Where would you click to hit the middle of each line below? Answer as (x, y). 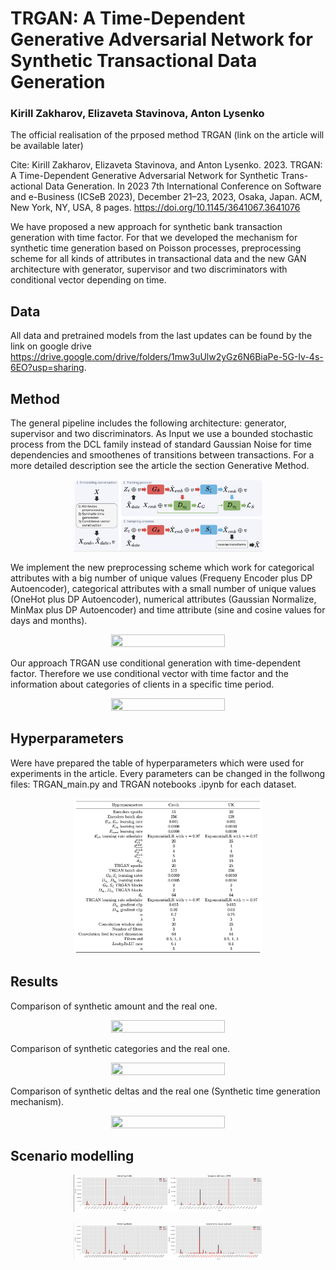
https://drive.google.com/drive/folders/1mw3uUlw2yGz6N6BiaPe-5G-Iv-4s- (167, 357)
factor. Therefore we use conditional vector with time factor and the (149, 673)
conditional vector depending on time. (88, 280)
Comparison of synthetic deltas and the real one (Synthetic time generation (165, 1091)
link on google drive (51, 346)
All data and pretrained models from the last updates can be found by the (161, 336)
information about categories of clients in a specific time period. (142, 684)
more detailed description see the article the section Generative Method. (160, 466)
